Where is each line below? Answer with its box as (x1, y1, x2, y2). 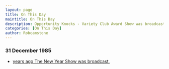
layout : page (5, 7, 33, 12)
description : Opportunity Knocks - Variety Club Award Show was (5, 21, 143, 26)
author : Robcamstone (5, 30, 49, 35)
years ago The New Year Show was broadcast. (12, 58, 110, 64)
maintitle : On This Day (5, 16, 55, 21)
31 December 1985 (5, 47, 52, 54)
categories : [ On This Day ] (5, 26, 62, 31)
